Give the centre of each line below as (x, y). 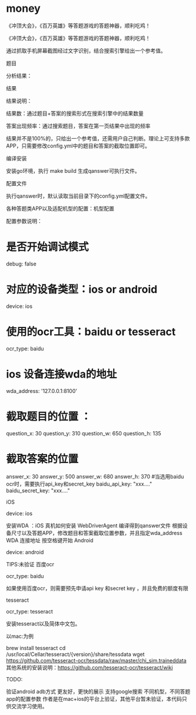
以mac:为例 (20, 636)
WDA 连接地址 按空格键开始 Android (50, 540)
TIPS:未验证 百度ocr (30, 564)
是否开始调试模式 (48, 247)
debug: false (21, 264)
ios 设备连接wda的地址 (62, 374)
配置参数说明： (24, 221)
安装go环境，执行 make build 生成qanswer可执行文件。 (73, 170)
